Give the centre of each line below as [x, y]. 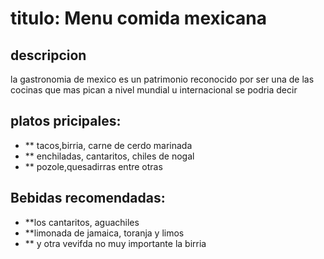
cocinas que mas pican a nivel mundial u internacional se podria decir [154, 90]
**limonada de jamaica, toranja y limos [104, 233]
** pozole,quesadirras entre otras [93, 166]
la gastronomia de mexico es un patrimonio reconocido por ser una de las [162, 79]
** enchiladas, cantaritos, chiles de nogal [109, 156]
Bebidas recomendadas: [88, 198]
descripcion [48, 55]
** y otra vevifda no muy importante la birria [115, 243]
